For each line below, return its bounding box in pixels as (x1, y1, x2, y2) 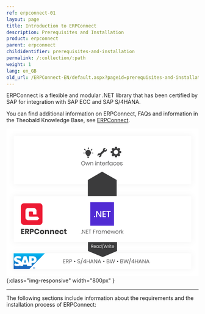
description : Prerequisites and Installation (6, 29, 124, 35)
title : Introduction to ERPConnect (6, 23, 97, 29)
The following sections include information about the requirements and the (6, 294, 194, 302)
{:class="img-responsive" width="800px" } (6, 277, 115, 284)
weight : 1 (6, 61, 32, 67)
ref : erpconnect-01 (6, 10, 56, 16)
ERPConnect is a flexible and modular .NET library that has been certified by (6, 92, 198, 99)
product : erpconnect (6, 35, 59, 42)
